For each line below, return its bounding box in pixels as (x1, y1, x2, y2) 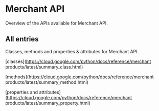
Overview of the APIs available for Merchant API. (5, 20, 108, 26)
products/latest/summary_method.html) (5, 79, 88, 85)
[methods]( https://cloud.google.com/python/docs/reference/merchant (5, 74, 154, 80)
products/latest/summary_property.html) (5, 100, 90, 106)
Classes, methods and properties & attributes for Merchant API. (5, 48, 139, 54)
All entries (5, 35, 39, 43)
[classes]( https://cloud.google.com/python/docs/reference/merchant (5, 58, 151, 64)
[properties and (5, 89, 38, 95)
